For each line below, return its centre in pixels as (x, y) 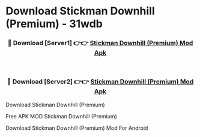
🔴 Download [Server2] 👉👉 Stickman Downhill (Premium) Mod (100, 82)
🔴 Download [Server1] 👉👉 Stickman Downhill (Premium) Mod (100, 43)
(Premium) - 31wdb (54, 24)
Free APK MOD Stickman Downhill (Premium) (62, 116)
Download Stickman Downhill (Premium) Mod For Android (77, 128)
